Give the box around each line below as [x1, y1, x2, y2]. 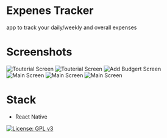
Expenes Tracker [6, 4, 94, 18]
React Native [15, 113, 48, 120]
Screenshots [6, 45, 73, 59]
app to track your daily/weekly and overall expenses [6, 24, 137, 31]
